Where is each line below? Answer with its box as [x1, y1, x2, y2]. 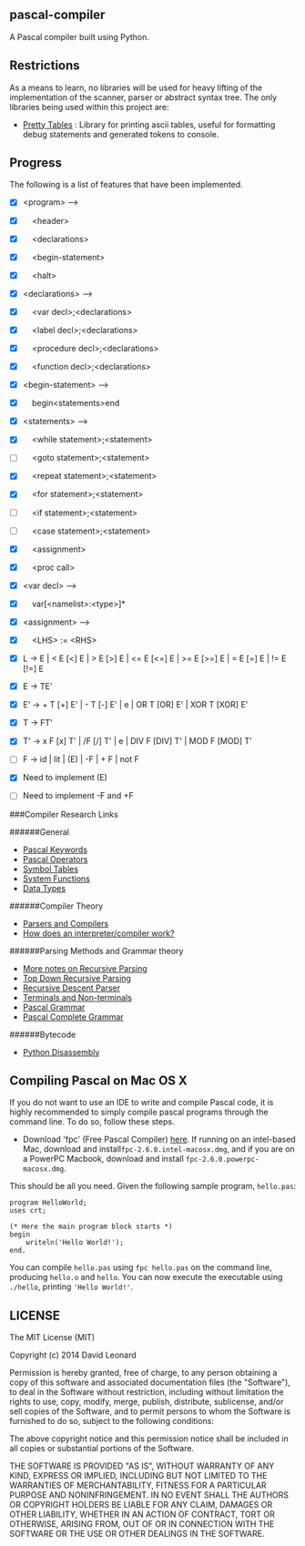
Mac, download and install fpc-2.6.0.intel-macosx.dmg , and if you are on [22, 1144, 296, 1154]
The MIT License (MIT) [9, 1332, 96, 1343]
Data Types [22, 882, 66, 893]
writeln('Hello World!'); [25, 1238, 125, 1247]
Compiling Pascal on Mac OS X [9, 1073, 188, 1088]
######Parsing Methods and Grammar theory [9, 945, 184, 956]
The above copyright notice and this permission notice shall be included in [9, 1433, 289, 1444]
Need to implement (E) [22, 772, 107, 783]
